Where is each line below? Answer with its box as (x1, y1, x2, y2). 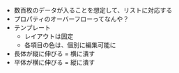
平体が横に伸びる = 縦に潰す (13, 58, 95, 66)
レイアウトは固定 (24, 32, 74, 40)
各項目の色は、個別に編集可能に (24, 41, 116, 49)
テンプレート (13, 24, 51, 31)
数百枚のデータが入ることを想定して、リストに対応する (13, 6, 173, 14)
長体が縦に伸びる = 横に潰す (13, 49, 95, 58)
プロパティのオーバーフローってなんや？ (13, 15, 130, 23)
